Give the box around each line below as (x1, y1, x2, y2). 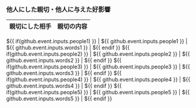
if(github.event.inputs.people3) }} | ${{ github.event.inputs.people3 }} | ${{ (6, 63, 191, 70)
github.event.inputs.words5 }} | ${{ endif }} (6, 95, 113, 103)
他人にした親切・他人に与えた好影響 (6, 5, 111, 13)
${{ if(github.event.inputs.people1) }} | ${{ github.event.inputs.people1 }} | (6, 38, 188, 45)
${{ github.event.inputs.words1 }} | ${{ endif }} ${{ (6, 44, 130, 52)
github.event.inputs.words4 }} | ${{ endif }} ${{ (6, 82, 122, 89)
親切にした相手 (9, 22, 52, 31)
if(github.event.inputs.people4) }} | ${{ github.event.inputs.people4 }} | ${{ (6, 76, 191, 83)
